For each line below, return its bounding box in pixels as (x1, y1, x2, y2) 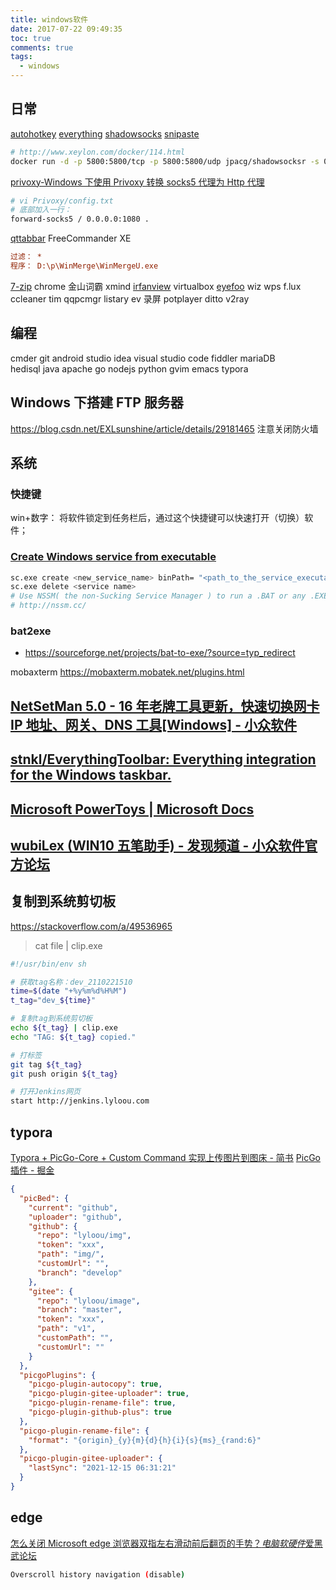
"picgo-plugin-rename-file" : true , (28, 1398, 177, 1408)
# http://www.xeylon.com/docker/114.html (10, 147, 186, 157)
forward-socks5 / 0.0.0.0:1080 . (10, 214, 150, 225)
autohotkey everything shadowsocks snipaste (10, 127, 200, 140)
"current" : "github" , (28, 1202, 118, 1213)
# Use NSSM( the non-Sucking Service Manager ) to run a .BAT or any (10, 591, 307, 601)
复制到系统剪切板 (10, 893, 116, 910)
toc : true (10, 33, 52, 43)
